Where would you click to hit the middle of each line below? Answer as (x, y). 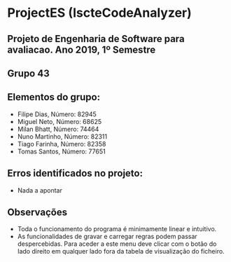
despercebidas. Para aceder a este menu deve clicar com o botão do (117, 244)
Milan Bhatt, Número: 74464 (58, 129)
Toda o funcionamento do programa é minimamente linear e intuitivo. (117, 229)
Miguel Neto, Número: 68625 (59, 121)
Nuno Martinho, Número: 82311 (62, 136)
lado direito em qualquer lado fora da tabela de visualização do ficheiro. (121, 251)
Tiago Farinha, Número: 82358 (62, 144)
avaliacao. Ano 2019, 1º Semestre (82, 49)
